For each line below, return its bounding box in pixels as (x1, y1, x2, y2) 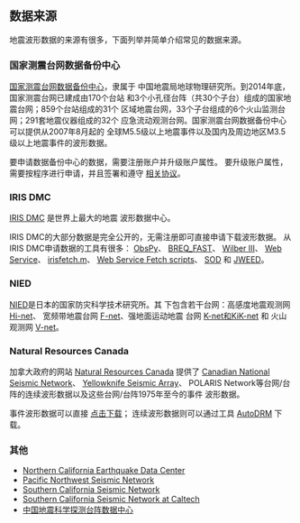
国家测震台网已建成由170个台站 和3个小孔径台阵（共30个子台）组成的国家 (9, 93, 284, 104)
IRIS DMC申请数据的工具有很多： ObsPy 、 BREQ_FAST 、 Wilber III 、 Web (9, 243, 282, 254)
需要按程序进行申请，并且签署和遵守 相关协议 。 (9, 168, 186, 179)
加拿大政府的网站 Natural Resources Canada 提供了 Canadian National (9, 366, 270, 377)
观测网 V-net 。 (9, 321, 65, 332)
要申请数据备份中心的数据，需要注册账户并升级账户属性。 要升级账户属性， (9, 157, 288, 168)
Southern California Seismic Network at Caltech (22, 494, 200, 505)
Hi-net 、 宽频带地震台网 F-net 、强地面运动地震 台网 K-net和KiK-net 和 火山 (9, 310, 287, 321)
